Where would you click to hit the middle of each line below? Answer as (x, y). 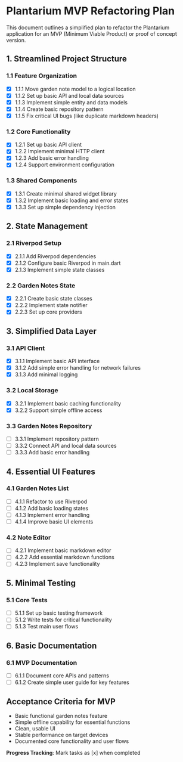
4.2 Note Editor (29, 537)
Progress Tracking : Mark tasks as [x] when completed (74, 753)
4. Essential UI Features (51, 471)
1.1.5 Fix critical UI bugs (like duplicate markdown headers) (87, 116)
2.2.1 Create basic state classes (53, 299)
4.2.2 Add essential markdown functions (64, 557)
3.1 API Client (26, 348)
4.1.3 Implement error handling (52, 515)
